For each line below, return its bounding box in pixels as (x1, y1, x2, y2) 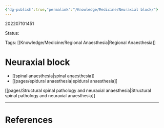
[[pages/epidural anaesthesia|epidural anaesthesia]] (12, 78, 118, 84)
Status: (5, 30, 20, 36)
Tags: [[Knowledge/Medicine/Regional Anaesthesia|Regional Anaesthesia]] (5, 40, 156, 45)
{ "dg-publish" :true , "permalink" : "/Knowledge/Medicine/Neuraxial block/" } (5, 7, 159, 12)
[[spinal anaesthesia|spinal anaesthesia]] (12, 73, 95, 79)
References (5, 114, 53, 125)
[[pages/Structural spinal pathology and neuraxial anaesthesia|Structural (5, 87, 151, 93)
